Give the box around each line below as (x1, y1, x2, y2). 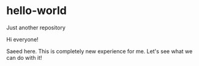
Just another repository (6, 24, 66, 31)
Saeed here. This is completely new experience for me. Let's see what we (6, 47, 193, 55)
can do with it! (6, 54, 42, 61)
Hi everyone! (6, 35, 39, 43)
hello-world (6, 4, 67, 18)
